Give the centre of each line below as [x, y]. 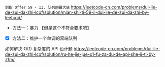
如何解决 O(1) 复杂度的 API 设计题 [39, 49]
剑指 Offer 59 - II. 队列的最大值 [37, 7]
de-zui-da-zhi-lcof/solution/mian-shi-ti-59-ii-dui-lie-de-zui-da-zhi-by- [77, 12]
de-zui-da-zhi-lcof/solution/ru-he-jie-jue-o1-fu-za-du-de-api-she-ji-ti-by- [81, 54]
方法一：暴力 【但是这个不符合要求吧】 [52, 28]
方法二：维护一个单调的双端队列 [45, 38]
